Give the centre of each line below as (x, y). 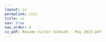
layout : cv (16, 9)
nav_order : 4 (18, 28)
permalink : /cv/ (21, 14)
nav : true (15, 23)
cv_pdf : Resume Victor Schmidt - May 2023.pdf (53, 32)
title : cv (15, 18)
